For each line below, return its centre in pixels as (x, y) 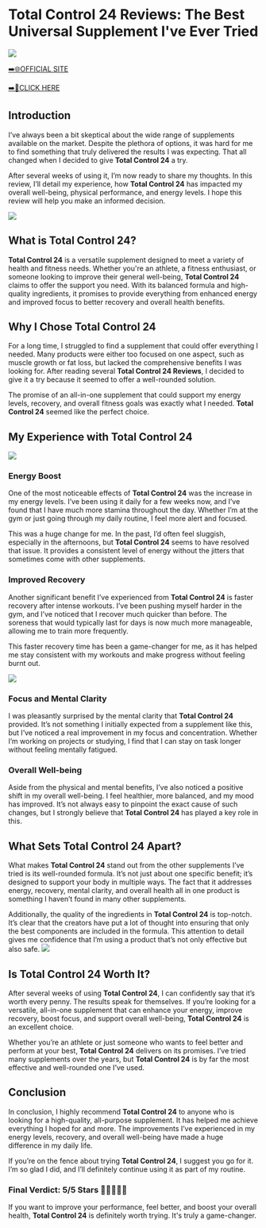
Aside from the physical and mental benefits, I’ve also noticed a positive (126, 787)
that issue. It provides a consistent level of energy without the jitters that (126, 551)
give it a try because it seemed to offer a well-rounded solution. (112, 379)
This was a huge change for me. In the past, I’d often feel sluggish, (117, 534)
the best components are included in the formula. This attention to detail (126, 931)
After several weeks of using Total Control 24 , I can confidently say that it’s (132, 993)
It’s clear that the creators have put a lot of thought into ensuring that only (129, 923)
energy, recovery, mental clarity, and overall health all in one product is (124, 891)
